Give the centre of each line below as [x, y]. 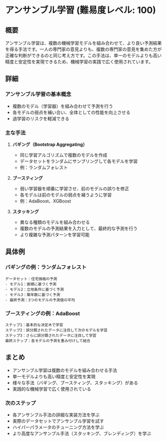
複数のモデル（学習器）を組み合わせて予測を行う [63, 106]
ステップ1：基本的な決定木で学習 [34, 325]
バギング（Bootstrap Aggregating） [50, 144]
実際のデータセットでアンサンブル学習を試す [58, 421]
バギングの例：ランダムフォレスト [46, 267]
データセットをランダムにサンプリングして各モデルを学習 [79, 161]
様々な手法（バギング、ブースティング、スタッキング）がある [75, 383]
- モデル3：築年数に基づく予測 [33, 295]
